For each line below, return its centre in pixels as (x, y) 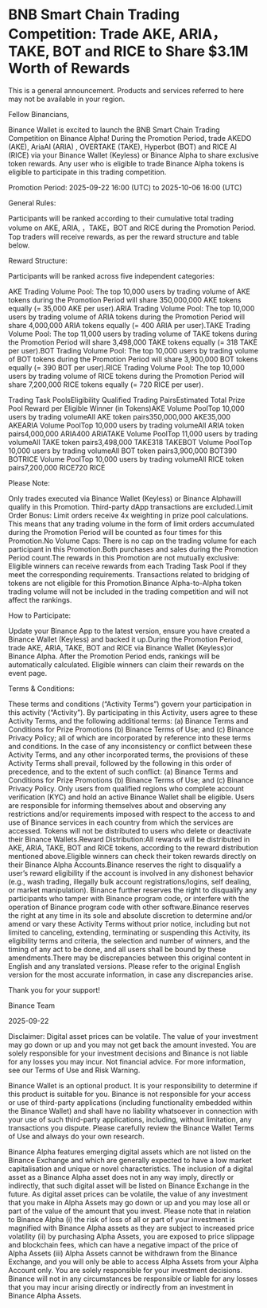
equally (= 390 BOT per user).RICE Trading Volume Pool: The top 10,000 (126, 367)
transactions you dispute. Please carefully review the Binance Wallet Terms (131, 1127)
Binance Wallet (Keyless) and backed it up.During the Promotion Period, (126, 639)
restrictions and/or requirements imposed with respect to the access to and (132, 814)
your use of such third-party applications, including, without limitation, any (130, 1119)
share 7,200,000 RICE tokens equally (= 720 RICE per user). (106, 385)
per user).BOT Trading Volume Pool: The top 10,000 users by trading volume (133, 350)
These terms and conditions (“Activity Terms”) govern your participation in (130, 704)
